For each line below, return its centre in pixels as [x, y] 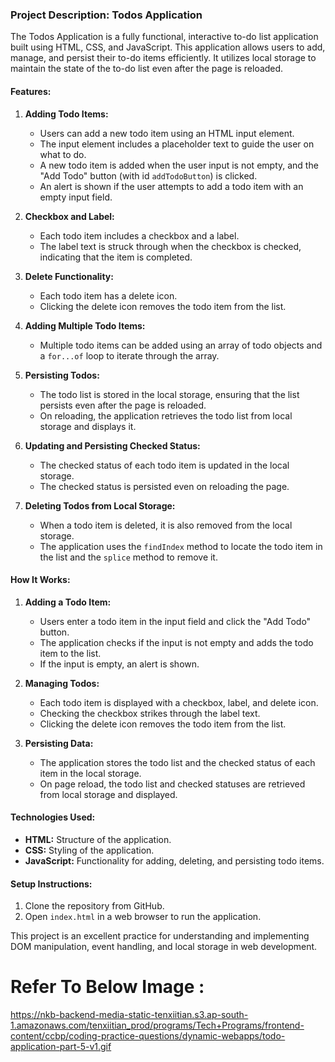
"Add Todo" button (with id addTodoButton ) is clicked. [148, 175]
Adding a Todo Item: [68, 602]
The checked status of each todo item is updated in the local [164, 465]
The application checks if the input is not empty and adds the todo [176, 642]
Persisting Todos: [62, 375]
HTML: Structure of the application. [98, 839]
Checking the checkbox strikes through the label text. [150, 713]
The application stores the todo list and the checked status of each [177, 762]
